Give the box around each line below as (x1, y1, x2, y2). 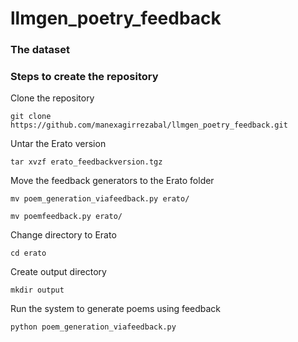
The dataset (10, 43, 71, 57)
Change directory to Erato (10, 229, 117, 241)
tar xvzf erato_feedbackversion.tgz (10, 157, 163, 167)
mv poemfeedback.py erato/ (10, 212, 123, 222)
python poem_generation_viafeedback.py (10, 322, 177, 332)
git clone (10, 112, 52, 122)
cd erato (10, 248, 47, 259)
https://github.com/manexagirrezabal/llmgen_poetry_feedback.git (10, 120, 288, 131)
